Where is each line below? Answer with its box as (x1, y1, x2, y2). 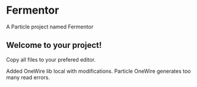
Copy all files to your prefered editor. (6, 56, 96, 63)
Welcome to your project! (6, 40, 102, 50)
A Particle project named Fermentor (6, 23, 94, 30)
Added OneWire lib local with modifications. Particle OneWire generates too (6, 67, 191, 75)
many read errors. (6, 73, 50, 80)
